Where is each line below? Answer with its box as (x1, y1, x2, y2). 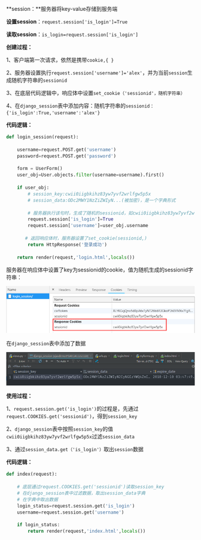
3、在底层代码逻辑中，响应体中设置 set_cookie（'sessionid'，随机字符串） (6, 89, 185, 96)
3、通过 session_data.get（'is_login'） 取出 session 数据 (6, 446, 144, 453)
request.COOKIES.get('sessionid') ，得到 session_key (6, 413, 138, 420)
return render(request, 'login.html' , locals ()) (17, 254, 135, 260)
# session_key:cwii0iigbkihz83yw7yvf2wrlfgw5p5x (28, 191, 151, 197)
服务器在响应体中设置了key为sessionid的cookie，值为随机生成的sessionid (6, 266, 188, 273)
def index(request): (6, 471, 58, 478)
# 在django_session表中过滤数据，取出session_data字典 (17, 490, 145, 496)
